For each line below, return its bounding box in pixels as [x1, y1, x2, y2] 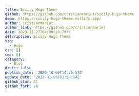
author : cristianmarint [5, 20, 54, 26]
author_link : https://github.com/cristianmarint [5, 25, 106, 30]
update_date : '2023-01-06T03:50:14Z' [5, 75, 82, 80]
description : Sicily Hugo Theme [5, 34, 71, 39]
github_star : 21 [5, 79, 38, 84]
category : [5, 57, 25, 62]
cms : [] [5, 52, 21, 57]
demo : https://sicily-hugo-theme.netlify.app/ [5, 16, 101, 21]
